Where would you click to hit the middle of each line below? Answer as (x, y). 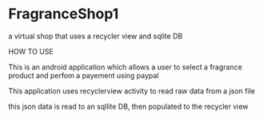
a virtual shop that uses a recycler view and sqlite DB (96, 36)
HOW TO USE (31, 51)
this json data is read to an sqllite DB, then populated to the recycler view (129, 106)
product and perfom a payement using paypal (84, 75)
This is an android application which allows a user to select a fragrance (125, 67)
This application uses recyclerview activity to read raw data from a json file (132, 91)
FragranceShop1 (64, 14)
